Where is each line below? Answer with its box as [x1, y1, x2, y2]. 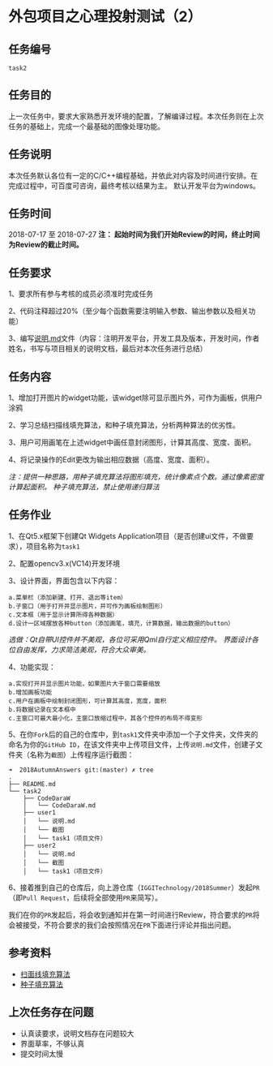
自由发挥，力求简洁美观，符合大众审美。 [15, 644, 151, 654]
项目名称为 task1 [25, 541, 80, 551]
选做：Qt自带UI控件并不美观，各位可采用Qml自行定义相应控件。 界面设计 [8, 634, 252, 644]
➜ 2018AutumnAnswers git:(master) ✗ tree [8, 766, 154, 774]
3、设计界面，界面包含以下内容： [8, 575, 120, 585]
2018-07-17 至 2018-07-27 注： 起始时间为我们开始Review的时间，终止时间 [8, 230, 261, 239]
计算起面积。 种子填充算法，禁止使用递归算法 [8, 482, 160, 492]
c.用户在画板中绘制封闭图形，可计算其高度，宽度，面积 [8, 697, 167, 705]
